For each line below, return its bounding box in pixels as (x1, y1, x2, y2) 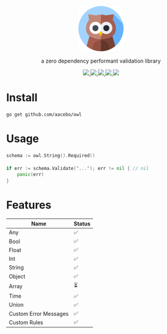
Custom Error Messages (8, 310, 69, 317)
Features (6, 198, 52, 212)
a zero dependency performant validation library (41, 57, 161, 65)
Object (8, 273, 26, 280)
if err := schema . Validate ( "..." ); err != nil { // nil (6, 165, 149, 171)
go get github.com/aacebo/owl (6, 112, 82, 118)
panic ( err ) (17, 172, 44, 178)
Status (73, 220, 91, 227)
